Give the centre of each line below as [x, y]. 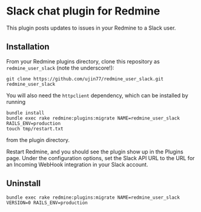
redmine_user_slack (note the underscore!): [60, 68]
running [16, 101]
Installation [28, 47]
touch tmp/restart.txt [35, 129]
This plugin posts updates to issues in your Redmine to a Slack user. [91, 28]
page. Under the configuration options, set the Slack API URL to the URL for [100, 158]
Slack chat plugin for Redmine [83, 11]
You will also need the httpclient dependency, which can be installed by [97, 95]
